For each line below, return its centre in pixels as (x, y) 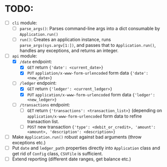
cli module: (24, 23)
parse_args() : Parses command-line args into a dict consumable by (90, 29)
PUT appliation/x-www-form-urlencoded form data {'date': (88, 73)
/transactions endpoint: (45, 104)
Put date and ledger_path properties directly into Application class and (86, 148)
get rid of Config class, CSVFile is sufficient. (57, 153)
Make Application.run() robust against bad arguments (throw (77, 137)
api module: (24, 56)
